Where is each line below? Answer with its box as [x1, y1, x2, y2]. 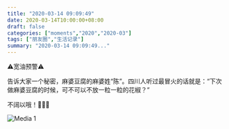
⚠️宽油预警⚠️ [7, 62, 44, 70]
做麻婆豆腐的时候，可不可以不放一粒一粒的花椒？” [7, 86, 151, 94]
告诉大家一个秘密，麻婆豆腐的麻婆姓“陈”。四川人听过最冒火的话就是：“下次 [7, 77, 222, 85]
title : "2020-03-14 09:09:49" [7, 10, 95, 17]
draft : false [7, 23, 45, 30]
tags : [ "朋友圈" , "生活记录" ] [7, 36, 85, 43]
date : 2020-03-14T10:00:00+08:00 [7, 17, 104, 24]
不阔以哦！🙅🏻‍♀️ [7, 101, 50, 108]
